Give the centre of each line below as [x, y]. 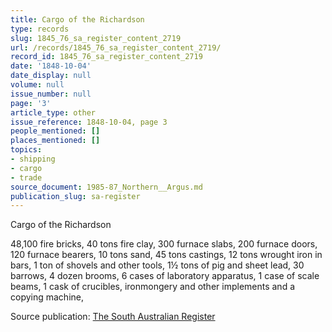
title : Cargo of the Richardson [77, 19]
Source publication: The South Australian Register [113, 317]
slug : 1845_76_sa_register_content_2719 [96, 38]
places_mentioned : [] [55, 141]
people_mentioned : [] [55, 131]
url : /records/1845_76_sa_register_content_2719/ [116, 47]
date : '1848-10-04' [51, 66]
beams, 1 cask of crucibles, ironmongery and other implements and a [153, 287]
